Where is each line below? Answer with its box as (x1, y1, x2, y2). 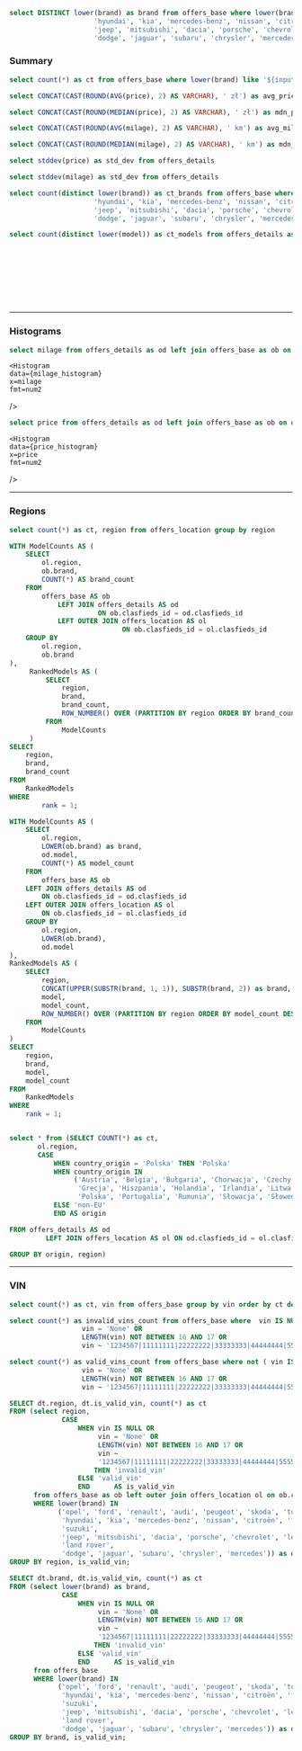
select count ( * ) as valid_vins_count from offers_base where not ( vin (9, 1358, 283, 1367)
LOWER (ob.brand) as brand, (41, 842, 143, 852)
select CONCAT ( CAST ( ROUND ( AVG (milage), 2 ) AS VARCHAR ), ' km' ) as (9, 124, 263, 133)
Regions (9, 505, 47, 517)
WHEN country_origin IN (53, 1167, 143, 1176)
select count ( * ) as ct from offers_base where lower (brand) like (9, 75, 259, 85)
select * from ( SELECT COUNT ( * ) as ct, (9, 1134, 159, 1143)
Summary (9, 55, 54, 67)
